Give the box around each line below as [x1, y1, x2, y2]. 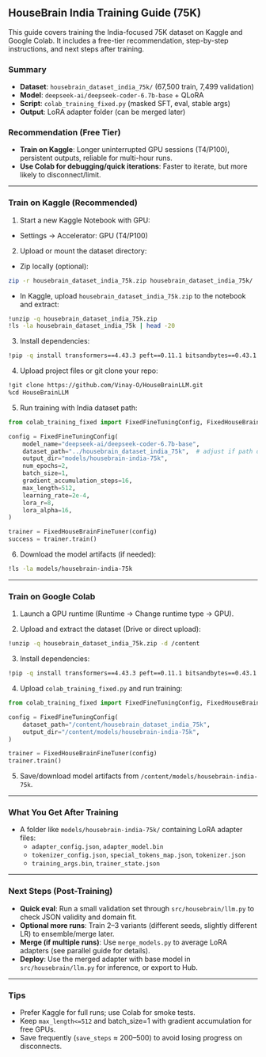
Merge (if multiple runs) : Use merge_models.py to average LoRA [19, 937, 228, 947]
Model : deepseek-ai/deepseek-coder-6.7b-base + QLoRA [19, 90, 204, 100]
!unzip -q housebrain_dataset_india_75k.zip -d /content [8, 640, 200, 648]
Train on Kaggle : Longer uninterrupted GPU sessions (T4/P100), [19, 145, 230, 154]
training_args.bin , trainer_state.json [31, 858, 161, 868]
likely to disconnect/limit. [19, 170, 101, 180]
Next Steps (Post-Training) [8, 886, 113, 897]
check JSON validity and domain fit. [19, 912, 137, 922]
